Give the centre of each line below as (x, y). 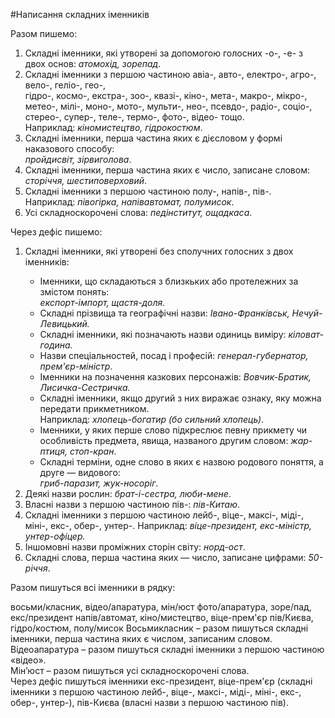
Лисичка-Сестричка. (85, 387)
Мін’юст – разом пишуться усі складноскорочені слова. (130, 670)
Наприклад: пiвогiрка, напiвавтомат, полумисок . (129, 202)
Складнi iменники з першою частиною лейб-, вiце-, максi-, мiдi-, (164, 515)
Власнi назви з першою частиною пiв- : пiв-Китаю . (132, 504)
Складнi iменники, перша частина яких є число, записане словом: (167, 170)
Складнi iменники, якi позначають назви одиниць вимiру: (163, 334)
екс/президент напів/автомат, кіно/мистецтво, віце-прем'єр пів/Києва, (162, 617)
